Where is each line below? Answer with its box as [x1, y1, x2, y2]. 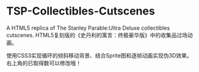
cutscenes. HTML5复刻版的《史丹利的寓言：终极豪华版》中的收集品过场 [6, 31, 188, 39]
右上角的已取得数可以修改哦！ [6, 59, 81, 67]
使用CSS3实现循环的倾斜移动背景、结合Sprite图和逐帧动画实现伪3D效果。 [6, 51, 192, 59]
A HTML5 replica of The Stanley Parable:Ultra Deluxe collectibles [6, 24, 170, 31]
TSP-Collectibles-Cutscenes [6, 4, 156, 18]
